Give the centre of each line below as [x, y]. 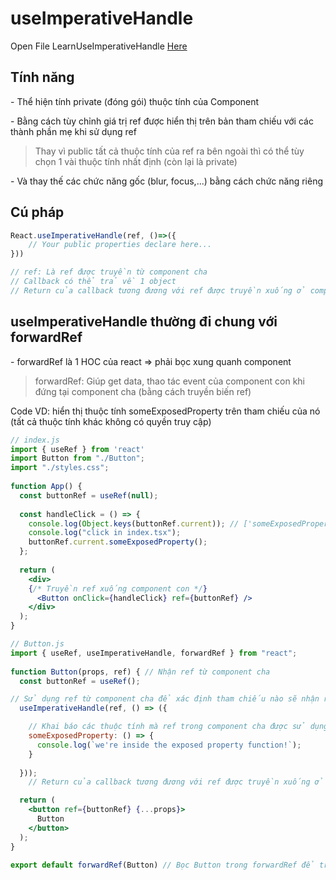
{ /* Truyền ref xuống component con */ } [118, 588]
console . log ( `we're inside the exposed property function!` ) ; [169, 745]
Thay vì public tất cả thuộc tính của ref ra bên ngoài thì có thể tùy [169, 151]
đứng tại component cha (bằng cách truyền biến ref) [143, 391]
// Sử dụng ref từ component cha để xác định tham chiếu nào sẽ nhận [165, 699]
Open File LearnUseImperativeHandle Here [99, 46]
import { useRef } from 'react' [77, 449]
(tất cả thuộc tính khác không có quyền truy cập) [111, 421]
